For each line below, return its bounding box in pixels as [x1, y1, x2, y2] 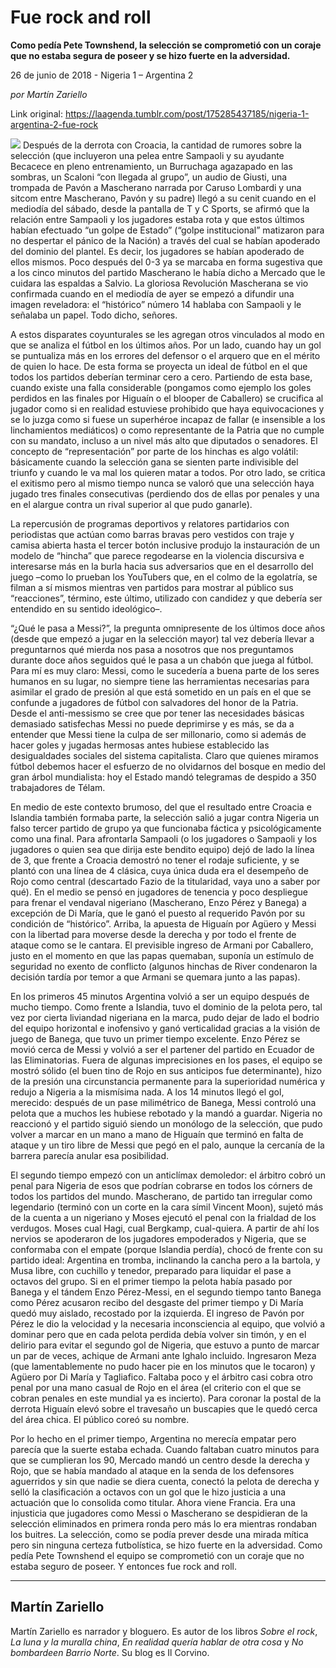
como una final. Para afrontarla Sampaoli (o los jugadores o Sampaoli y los [10, 832, 318, 845]
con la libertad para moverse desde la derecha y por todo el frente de [10, 928, 297, 940]
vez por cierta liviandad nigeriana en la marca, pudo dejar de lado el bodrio [10, 1011, 320, 1023]
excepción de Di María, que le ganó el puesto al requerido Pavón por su [10, 907, 306, 919]
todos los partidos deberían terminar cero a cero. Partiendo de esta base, [10, 371, 313, 383]
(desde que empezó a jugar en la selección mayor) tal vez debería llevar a [10, 632, 315, 645]
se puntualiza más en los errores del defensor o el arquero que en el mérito [10, 349, 321, 361]
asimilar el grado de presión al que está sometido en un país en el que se [10, 686, 312, 698]
